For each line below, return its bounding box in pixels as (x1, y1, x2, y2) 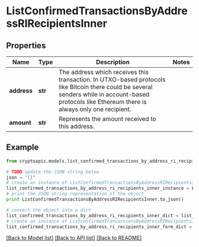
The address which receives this (58, 68, 149, 76)
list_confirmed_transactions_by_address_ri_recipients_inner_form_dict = (6, 224, 192, 230)
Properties (6, 40, 46, 50)
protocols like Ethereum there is (58, 98, 147, 106)
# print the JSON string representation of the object (6, 191, 145, 197)
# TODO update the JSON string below (6, 169, 99, 175)
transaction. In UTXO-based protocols (58, 75, 166, 84)
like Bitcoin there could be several (58, 83, 153, 91)
